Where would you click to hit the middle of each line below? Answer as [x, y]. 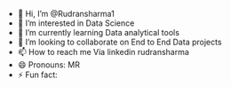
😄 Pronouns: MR [48, 65]
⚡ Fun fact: [37, 75]
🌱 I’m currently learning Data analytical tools [99, 32]
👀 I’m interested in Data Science [76, 23]
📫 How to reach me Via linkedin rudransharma [103, 52]
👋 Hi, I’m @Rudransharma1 [66, 14]
